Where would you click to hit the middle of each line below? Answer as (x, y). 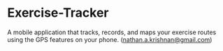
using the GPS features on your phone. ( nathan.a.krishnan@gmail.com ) (110, 39)
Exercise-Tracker (58, 13)
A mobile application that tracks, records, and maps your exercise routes (112, 32)
